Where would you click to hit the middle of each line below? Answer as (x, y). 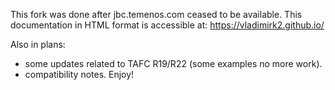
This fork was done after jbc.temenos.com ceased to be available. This (156, 14)
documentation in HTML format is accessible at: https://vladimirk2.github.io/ (167, 25)
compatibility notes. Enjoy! (79, 74)
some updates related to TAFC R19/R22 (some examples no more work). (173, 63)
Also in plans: (38, 44)
